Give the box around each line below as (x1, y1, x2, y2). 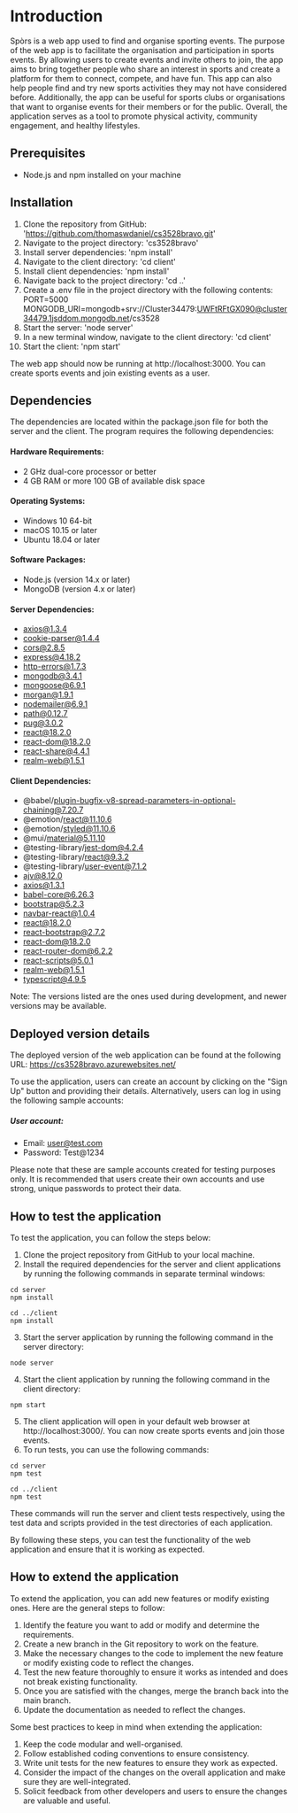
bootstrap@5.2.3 (22, 899, 85, 910)
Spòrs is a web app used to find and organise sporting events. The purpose (10, 35, 286, 46)
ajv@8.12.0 (22, 871, 63, 881)
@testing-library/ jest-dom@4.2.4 (22, 842, 144, 853)
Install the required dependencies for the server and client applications (22, 1259, 281, 1269)
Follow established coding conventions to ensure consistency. (22, 1747, 250, 1759)
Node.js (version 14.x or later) (22, 574, 131, 585)
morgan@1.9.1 (22, 689, 74, 701)
